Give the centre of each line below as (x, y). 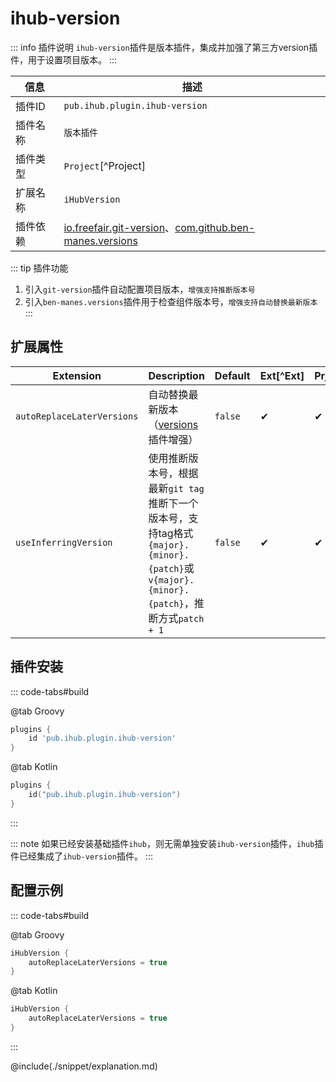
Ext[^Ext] (282, 375)
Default (232, 375)
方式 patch (181, 618)
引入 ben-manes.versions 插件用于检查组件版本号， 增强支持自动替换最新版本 (171, 301)
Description (176, 375)
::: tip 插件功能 (39, 268)
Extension (77, 375)
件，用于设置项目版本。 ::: (64, 59)
